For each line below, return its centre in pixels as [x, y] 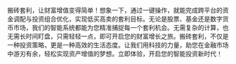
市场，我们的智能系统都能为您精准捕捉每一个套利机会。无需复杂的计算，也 [121, 27]
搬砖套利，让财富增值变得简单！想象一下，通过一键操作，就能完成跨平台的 [115, 10]
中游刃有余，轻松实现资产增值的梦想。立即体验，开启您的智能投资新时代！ [115, 54]
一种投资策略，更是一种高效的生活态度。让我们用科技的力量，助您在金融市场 [118, 45]
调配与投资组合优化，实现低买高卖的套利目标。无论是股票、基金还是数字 [118, 19]
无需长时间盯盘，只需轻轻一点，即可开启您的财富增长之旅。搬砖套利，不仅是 [118, 36]
